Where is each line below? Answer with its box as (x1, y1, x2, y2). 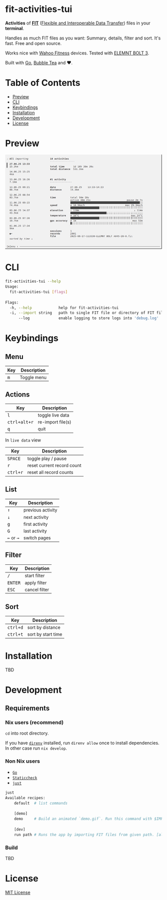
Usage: (5, 284, 19, 289)
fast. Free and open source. (5, 40, 62, 46)
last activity (23, 528, 47, 534)
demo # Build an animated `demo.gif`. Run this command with (14, 817, 153, 822)
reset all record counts (27, 469, 74, 475)
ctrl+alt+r (7, 420, 34, 425)
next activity (23, 514, 49, 520)
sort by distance (27, 624, 61, 630)
